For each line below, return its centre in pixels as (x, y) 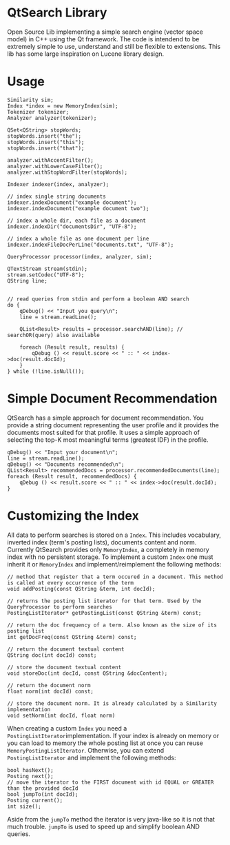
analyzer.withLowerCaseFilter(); (55, 166)
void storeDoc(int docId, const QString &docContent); (87, 673)
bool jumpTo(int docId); (43, 794)
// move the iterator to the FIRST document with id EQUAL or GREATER (111, 782)
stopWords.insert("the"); (44, 136)
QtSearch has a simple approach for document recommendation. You (106, 418)
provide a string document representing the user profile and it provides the (113, 425)
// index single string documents (57, 196)
